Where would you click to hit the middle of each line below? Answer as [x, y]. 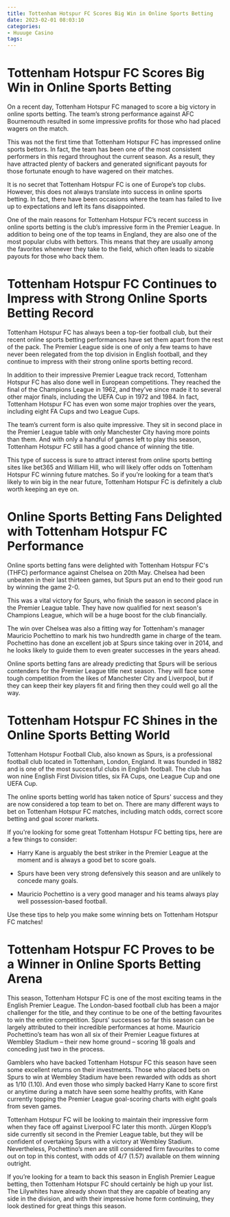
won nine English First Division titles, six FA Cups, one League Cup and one [114, 776]
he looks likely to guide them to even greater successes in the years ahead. [114, 650]
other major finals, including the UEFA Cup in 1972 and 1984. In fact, [103, 397]
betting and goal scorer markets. [53, 818]
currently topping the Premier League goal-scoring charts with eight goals [112, 1099]
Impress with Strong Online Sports [107, 299]
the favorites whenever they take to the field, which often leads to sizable [111, 249]
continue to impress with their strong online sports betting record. [100, 361]
